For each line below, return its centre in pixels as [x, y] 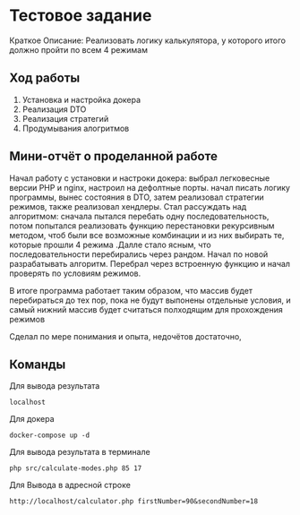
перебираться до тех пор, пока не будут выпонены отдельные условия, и [150, 300]
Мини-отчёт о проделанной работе [113, 156]
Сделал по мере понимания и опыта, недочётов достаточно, [125, 336]
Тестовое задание [81, 16]
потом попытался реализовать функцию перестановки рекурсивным [142, 226]
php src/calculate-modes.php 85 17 [76, 468]
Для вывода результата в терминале [80, 452]
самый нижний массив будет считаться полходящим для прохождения [146, 309]
